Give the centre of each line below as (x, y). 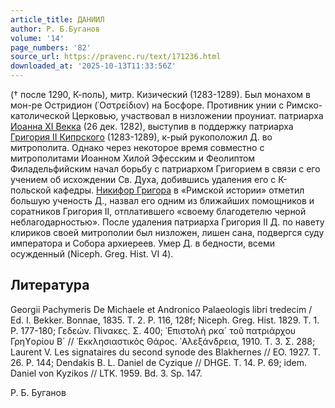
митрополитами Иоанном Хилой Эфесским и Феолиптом (133, 158)
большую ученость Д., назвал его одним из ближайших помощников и (162, 200)
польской (31, 190)
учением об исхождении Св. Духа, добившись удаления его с (143, 179)
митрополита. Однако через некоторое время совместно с (137, 147)
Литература (50, 285)
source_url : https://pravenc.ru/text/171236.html (116, 57)
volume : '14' (37, 38)
